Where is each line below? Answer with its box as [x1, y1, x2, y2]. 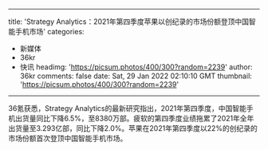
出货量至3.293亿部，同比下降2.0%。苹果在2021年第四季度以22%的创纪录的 [8, 124, 258, 132]
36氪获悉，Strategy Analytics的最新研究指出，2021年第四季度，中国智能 [8, 104, 247, 112]
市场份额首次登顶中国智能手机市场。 [8, 133, 128, 143]
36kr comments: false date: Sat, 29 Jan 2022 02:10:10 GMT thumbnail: [19, 71, 253, 81]
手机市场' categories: [14, 27, 85, 36]
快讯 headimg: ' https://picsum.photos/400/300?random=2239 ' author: [19, 62, 253, 72]
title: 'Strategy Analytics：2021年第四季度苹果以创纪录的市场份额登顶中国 [8, 17, 250, 26]
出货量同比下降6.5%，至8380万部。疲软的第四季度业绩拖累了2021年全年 [14, 113, 254, 123]
